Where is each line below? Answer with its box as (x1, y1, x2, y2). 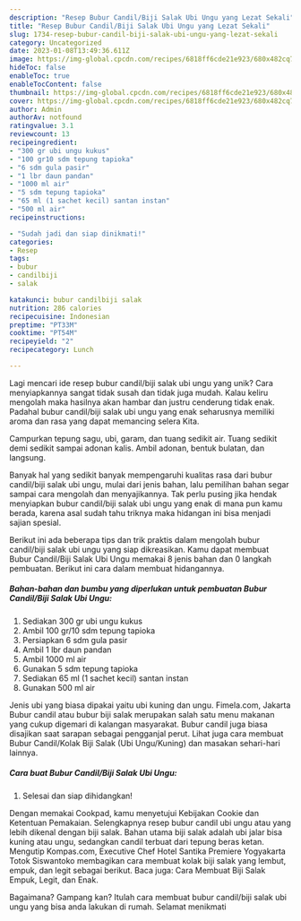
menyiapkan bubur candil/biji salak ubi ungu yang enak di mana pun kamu (9, 498, 283, 509)
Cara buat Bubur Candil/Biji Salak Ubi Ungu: (9, 768, 177, 779)
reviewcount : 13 (9, 130, 70, 139)
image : (9, 55, 34, 64)
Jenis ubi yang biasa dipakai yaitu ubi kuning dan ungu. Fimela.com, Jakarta (9, 700, 291, 710)
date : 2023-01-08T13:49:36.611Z (9, 47, 130, 56)
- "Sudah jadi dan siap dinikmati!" (9, 229, 146, 238)
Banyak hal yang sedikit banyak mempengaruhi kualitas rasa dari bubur (9, 469, 273, 480)
